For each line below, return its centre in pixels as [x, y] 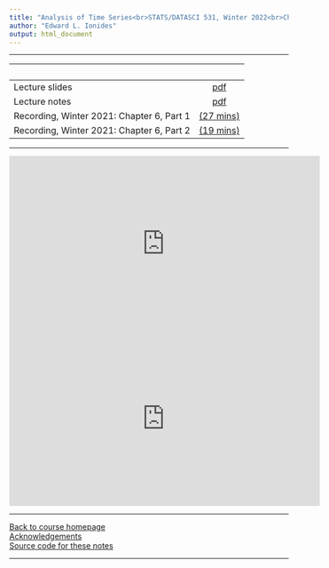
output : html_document [51, 34]
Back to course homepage [58, 527]
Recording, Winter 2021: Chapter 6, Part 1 [102, 116]
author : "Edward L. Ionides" [63, 26]
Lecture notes [43, 101]
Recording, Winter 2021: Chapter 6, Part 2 [102, 131]
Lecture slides [43, 87]
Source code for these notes [61, 546]
